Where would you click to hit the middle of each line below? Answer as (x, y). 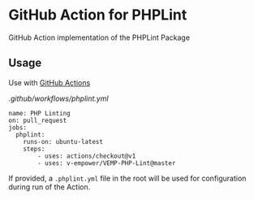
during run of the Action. (50, 187)
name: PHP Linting (39, 113)
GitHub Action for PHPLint (98, 15)
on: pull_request (38, 120)
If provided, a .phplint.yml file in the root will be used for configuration (127, 178)
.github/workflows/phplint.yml (58, 98)
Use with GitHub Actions (50, 82)
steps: (34, 149)
